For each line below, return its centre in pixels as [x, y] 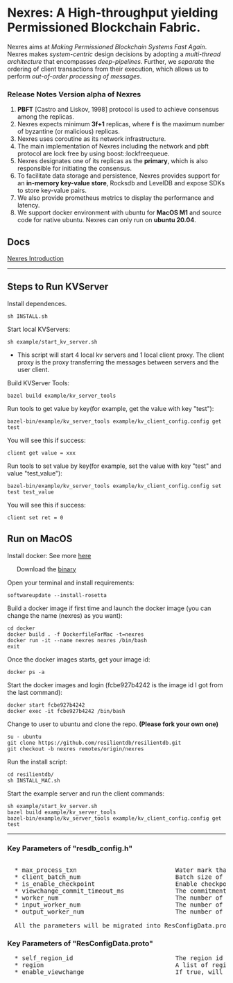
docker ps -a [26, 672]
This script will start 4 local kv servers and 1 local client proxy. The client [121, 355]
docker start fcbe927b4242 [46, 705]
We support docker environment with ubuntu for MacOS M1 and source [119, 212]
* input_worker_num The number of [119, 905]
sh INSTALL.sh [28, 316]
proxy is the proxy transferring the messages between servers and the [118, 362]
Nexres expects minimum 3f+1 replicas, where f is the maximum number [121, 124]
